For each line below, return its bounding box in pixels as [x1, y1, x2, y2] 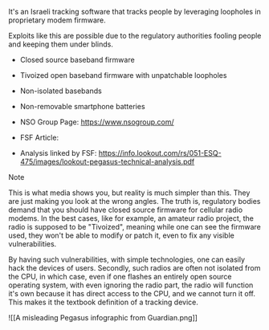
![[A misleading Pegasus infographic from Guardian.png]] [8, 313, 198, 322]
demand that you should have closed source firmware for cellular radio [8, 205, 243, 214]
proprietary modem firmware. [8, 15, 106, 25]
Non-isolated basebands [19, 86, 102, 96]
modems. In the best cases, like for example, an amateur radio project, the [8, 214, 255, 223]
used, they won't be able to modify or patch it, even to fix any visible [8, 230, 234, 240]
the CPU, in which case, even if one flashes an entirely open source [8, 272, 232, 281]
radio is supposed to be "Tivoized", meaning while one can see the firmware [8, 222, 261, 231]
